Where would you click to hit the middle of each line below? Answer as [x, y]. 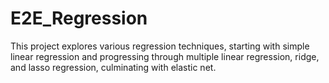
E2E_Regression [79, 18]
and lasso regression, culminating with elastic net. [113, 67]
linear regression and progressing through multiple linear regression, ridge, [165, 56]
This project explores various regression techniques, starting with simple [160, 46]
